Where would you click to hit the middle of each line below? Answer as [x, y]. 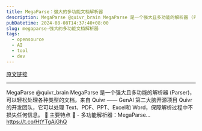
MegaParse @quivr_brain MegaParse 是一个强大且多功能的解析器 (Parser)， [101, 92]
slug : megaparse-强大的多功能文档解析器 [53, 28]
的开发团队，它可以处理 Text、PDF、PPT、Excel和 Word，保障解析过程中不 [100, 107]
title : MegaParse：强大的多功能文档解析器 [55, 12]
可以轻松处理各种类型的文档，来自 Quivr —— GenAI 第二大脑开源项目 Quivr [99, 100]
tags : [13, 34]
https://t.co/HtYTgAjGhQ [37, 121]
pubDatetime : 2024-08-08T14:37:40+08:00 [58, 23]
